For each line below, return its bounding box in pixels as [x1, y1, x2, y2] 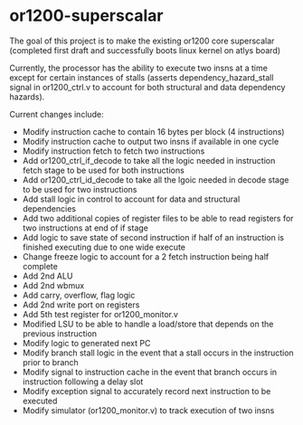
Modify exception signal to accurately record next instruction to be [22, 385, 271, 396]
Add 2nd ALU [22, 270, 73, 281]
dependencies [22, 203, 77, 213]
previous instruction [22, 327, 98, 339]
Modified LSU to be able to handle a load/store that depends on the [22, 318, 274, 329]
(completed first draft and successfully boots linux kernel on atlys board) [9, 44, 281, 55]
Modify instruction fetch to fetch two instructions [22, 146, 205, 156]
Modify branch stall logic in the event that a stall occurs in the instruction [22, 347, 294, 358]
